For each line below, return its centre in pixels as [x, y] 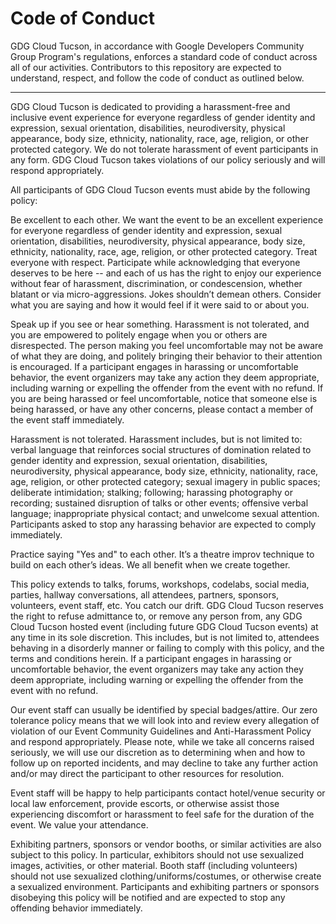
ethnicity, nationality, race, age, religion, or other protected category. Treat [164, 251]
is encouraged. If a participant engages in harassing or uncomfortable [154, 366]
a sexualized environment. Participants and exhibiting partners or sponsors [165, 886]
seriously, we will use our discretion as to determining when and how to [158, 752]
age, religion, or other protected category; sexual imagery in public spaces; [165, 481]
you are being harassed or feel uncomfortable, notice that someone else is [164, 398]
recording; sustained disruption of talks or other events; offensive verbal [159, 503]
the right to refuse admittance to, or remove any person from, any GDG [156, 616]
